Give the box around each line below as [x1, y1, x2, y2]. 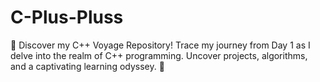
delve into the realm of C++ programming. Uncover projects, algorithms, [10, 49, 308, 61]
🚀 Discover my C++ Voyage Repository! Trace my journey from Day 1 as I [10, 39, 311, 51]
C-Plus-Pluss [10, 6, 124, 29]
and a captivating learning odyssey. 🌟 [10, 60, 165, 72]
